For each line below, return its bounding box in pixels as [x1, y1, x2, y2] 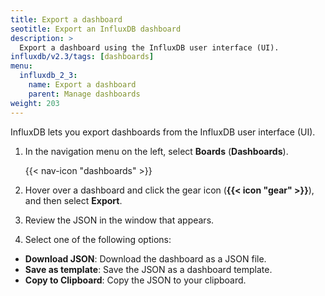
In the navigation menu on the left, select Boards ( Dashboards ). [24, 145, 289, 157]
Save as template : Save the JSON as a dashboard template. [24, 263, 273, 275]
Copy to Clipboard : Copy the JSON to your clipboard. [24, 274, 247, 286]
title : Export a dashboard [10, 14, 123, 25]
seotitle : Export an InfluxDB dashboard [10, 24, 182, 34]
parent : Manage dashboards [28, 89, 141, 99]
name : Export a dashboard [28, 80, 137, 90]
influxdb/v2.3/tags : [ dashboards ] [10, 52, 155, 62]
